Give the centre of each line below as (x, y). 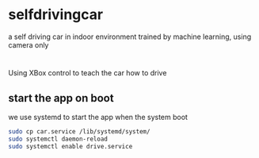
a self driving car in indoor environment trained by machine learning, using (130, 37)
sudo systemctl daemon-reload (58, 139)
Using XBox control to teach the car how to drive (88, 73)
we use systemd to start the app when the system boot (98, 117)
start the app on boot (61, 98)
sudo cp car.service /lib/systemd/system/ (79, 131)
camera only (29, 44)
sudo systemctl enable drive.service (70, 146)
